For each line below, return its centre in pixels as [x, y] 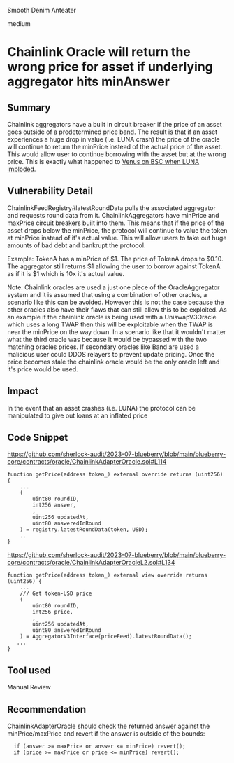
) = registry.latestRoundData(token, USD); [84, 530]
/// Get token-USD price [56, 594]
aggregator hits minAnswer [88, 82]
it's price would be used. [43, 369]
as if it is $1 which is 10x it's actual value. [66, 273]
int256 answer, [54, 505]
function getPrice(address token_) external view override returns [108, 575]
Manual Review [29, 687]
